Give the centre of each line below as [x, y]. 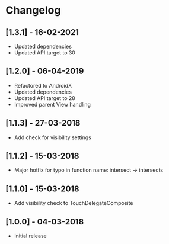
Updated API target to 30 [44, 53]
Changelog [33, 10]
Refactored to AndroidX [43, 85]
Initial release [30, 236]
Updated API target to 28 [44, 98]
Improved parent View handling [52, 104]
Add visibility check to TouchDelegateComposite [74, 203]
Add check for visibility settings [52, 137]
